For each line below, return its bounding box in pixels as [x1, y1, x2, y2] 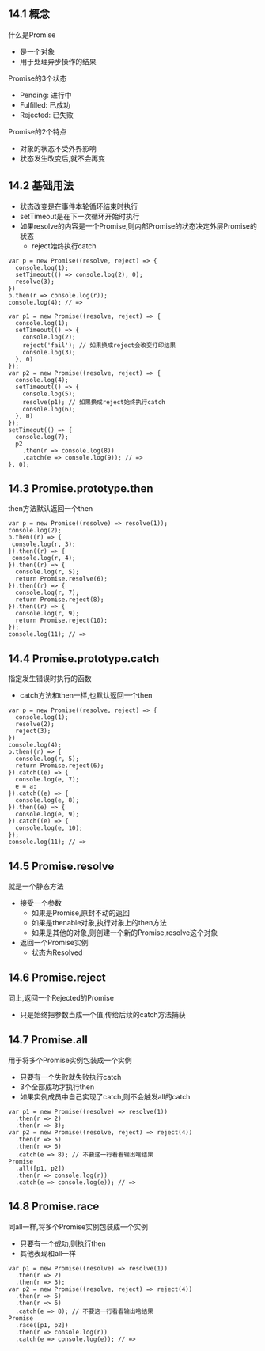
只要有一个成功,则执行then [19, 1239, 107, 1248]
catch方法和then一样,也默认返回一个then [19, 691, 153, 700]
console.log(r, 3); [11, 540, 77, 548]
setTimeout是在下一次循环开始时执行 [19, 211, 140, 221]
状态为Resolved [31, 948, 83, 957]
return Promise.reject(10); [15, 616, 108, 625]
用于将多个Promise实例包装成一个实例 [8, 1055, 132, 1065]
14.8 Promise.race [8, 1200, 100, 1213]
